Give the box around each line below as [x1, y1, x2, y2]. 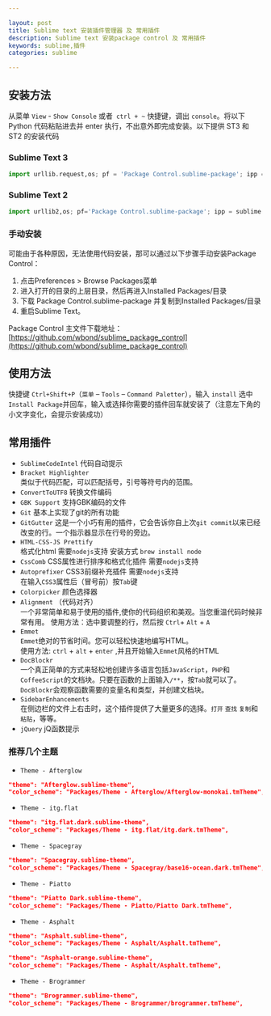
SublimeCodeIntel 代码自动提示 [19, 459, 123, 468]
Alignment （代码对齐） [19, 597, 98, 607]
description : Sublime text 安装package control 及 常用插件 [8, 34, 206, 42]
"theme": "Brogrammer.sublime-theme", [8, 992, 139, 1000]
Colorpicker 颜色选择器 [19, 587, 98, 597]
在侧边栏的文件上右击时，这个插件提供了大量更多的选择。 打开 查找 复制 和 [19, 704, 259, 713]
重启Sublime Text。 [19, 306, 85, 315]
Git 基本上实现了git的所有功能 [19, 507, 119, 518]
